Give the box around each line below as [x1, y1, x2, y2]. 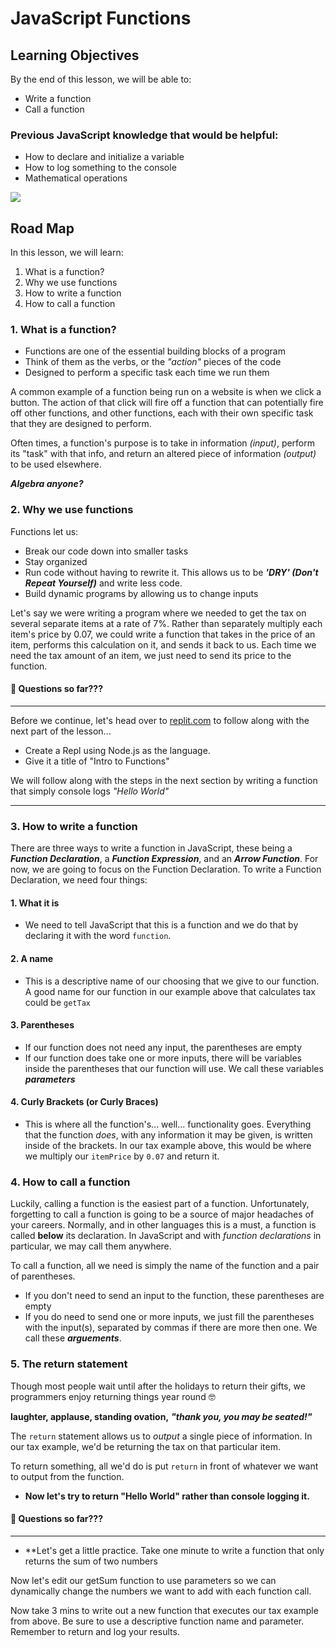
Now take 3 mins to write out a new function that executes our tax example [10, 1604, 319, 1616]
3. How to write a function [10, 819, 138, 833]
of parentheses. [10, 1270, 76, 1282]
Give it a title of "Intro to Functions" [24, 755, 170, 767]
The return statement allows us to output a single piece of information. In [10, 1430, 313, 1442]
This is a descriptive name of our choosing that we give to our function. [24, 975, 320, 987]
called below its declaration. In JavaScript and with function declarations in [10, 1230, 322, 1242]
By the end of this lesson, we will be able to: [10, 73, 192, 85]
